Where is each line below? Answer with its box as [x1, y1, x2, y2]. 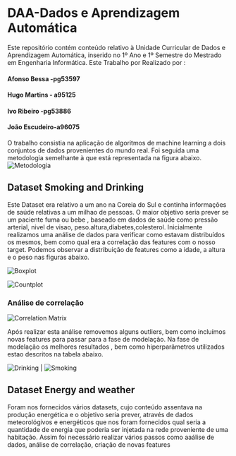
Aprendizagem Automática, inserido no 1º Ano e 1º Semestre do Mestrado [7, 51, 222, 59]
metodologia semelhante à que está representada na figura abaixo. [7, 153, 202, 162]
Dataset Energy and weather [7, 384, 135, 396]
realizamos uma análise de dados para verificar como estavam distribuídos [7, 230, 225, 239]
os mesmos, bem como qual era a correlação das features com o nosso [7, 238, 216, 246]
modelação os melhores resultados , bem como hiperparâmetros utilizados [7, 342, 225, 351]
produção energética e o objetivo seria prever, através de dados [7, 410, 194, 419]
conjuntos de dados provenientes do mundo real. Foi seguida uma [7, 146, 199, 155]
